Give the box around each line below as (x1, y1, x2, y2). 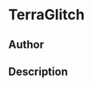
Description (8, 64, 68, 78)
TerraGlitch (8, 6, 86, 24)
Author (8, 38, 44, 51)
